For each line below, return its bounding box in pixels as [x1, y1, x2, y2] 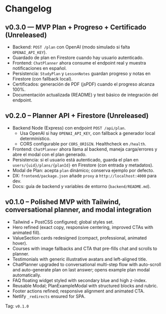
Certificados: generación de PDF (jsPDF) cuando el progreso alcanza [12, 81, 155, 87]
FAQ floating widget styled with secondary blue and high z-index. [12, 277, 147, 283]
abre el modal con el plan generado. [12, 151, 87, 157]
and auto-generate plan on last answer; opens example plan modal [12, 266, 150, 272]
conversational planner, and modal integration [5, 205, 152, 214]
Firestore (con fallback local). [12, 76, 73, 81]
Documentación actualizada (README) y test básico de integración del [12, 92, 159, 97]
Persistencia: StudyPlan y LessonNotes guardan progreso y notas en [12, 70, 151, 76]
